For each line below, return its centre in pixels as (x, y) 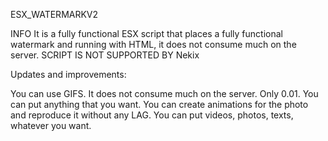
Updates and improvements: (68, 74)
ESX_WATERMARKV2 (54, 14)
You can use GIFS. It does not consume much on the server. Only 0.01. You (164, 93)
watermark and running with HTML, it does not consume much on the (153, 44)
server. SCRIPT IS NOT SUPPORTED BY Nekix (105, 55)
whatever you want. (51, 125)
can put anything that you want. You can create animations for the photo (159, 104)
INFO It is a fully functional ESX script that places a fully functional (146, 33)
